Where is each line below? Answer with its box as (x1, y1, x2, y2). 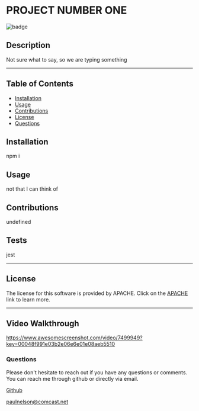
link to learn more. (6, 296, 50, 303)
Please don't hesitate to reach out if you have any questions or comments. (6, 368, 188, 376)
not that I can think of (6, 185, 59, 192)
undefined (6, 219, 31, 225)
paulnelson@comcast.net (6, 398, 69, 405)
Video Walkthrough (6, 319, 79, 329)
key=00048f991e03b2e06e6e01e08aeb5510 (6, 341, 115, 348)
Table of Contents (6, 79, 74, 89)
